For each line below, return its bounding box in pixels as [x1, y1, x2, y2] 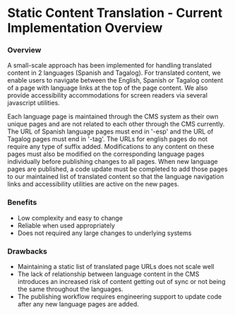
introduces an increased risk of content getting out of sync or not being [17, 278, 226, 286]
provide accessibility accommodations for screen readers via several [7, 91, 208, 100]
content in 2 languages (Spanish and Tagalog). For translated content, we [7, 69, 221, 77]
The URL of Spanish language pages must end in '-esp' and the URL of [7, 127, 214, 136]
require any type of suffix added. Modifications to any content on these [7, 143, 215, 151]
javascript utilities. [7, 99, 60, 107]
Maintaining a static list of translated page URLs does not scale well [17, 263, 215, 271]
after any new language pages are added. [17, 300, 139, 309]
